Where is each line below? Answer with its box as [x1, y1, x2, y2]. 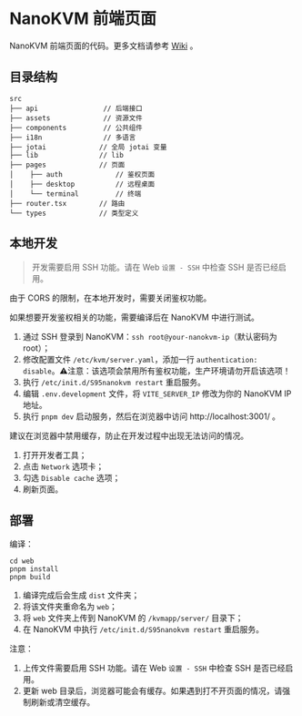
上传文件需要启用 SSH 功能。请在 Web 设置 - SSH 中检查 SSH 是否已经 [22, 662, 286, 674]
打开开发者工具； [22, 449, 87, 460]
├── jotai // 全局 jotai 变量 [9, 142, 167, 151]
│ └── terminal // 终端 [9, 189, 142, 199]
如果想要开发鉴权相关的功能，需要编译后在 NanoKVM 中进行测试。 [9, 312, 259, 322]
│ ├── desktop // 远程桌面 [9, 179, 156, 189]
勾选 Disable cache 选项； [22, 472, 121, 483]
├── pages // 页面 [9, 160, 126, 169]
